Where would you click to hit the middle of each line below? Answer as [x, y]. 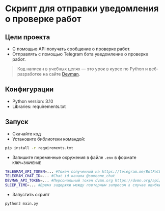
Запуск [17, 122]
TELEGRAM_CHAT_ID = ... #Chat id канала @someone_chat [60, 176]
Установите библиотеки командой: [49, 139]
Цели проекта [27, 37]
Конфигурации [29, 90]
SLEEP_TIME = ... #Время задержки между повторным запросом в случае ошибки [83, 185]
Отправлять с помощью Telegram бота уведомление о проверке [80, 54]
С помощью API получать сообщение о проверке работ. [71, 49]
